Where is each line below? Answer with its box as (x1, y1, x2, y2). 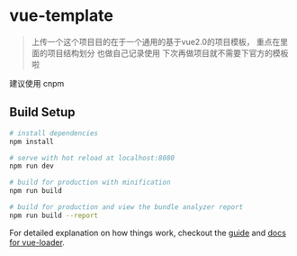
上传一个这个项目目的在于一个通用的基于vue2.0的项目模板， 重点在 (31, 36, 281, 47)
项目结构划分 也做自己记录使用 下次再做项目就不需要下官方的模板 (47, 47, 289, 59)
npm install (9, 137, 54, 146)
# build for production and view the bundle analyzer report (9, 203, 244, 212)
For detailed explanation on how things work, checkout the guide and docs (9, 227, 286, 238)
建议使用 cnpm (9, 78, 65, 88)
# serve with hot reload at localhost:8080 (9, 153, 175, 162)
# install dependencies (9, 128, 99, 138)
